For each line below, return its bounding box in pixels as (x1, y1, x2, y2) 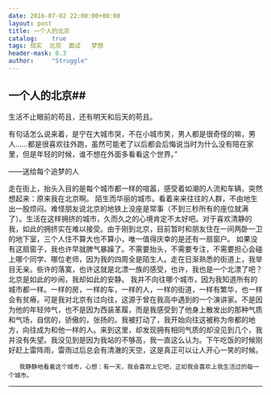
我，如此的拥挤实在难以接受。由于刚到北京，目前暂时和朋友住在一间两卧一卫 (8, 224, 263, 233)
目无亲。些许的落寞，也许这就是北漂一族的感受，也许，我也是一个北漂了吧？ (8, 264, 263, 274)
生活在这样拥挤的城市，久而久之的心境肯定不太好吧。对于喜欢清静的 (25, 213, 252, 223)
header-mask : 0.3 (8, 49, 67, 57)
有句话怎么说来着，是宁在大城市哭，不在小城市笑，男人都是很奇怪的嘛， (8, 128, 248, 138)
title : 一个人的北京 (8, 27, 70, 35)
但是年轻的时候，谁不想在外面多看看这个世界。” (22, 149, 178, 158)
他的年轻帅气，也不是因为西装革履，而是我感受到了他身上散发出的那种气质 (15, 305, 263, 314)
